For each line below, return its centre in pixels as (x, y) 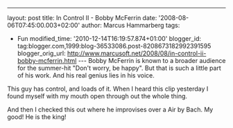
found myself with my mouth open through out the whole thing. (97, 96)
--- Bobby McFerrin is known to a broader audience (152, 61)
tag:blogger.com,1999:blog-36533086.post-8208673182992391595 (114, 46)
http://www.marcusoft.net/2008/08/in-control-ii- (137, 53)
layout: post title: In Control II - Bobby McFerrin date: (82, 18)
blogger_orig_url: (41, 53)
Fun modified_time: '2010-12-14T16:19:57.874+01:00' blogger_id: (109, 38)
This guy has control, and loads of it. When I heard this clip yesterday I (108, 89)
